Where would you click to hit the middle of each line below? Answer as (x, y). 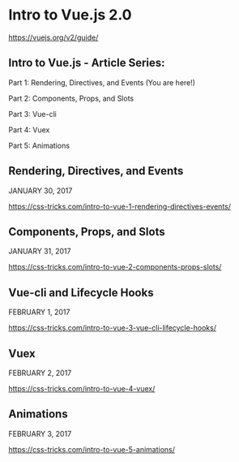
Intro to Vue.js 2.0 (70, 15)
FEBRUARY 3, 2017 (40, 434)
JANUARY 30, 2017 (41, 190)
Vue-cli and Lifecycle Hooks (81, 293)
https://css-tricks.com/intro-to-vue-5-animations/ (92, 449)
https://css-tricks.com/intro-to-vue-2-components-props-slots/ (115, 267)
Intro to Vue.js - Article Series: (87, 63)
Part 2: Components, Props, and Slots (71, 98)
